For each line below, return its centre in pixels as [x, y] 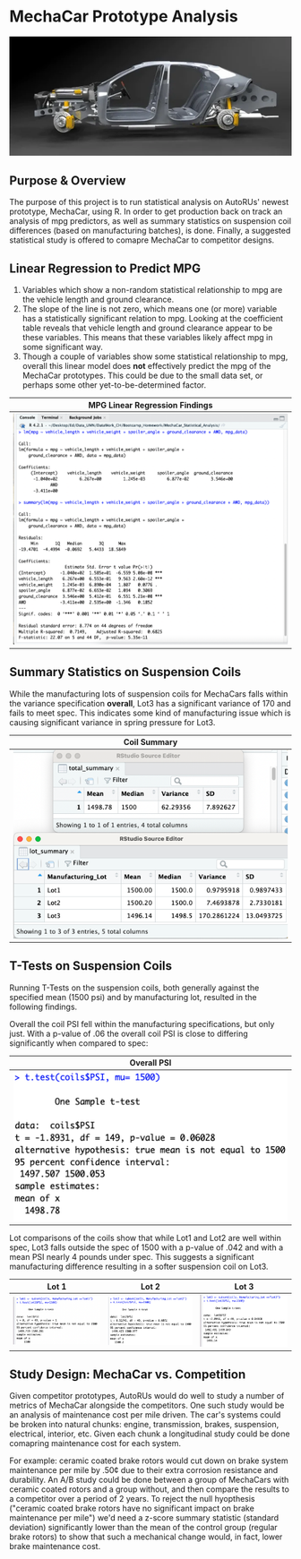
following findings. [43, 1006]
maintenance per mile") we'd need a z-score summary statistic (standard [144, 1518]
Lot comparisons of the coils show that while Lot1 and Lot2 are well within [146, 1238]
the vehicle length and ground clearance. [98, 300]
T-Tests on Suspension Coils [91, 966]
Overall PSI [150, 1063]
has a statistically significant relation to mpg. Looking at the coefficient [153, 319]
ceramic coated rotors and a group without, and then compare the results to [149, 1489]
